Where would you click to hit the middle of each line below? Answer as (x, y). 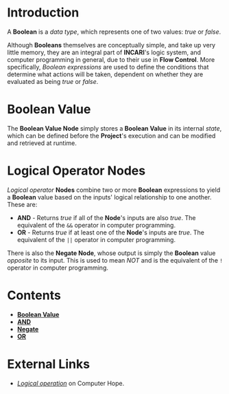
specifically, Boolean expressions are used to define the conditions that (108, 67)
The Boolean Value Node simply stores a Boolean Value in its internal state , (114, 128)
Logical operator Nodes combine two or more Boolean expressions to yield (114, 190)
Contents (34, 295)
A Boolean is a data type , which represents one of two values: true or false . (114, 32)
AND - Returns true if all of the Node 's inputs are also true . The (106, 217)
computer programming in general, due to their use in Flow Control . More (111, 59)
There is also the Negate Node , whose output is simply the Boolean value (111, 253)
